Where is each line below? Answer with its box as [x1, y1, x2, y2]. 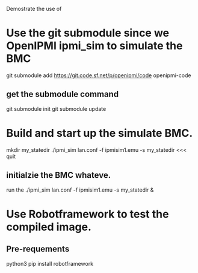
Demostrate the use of [6, 5, 62, 12]
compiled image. [6, 220, 92, 234]
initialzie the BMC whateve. [6, 170, 111, 180]
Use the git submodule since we [6, 27, 170, 40]
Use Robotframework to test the [6, 207, 169, 221]
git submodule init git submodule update [6, 105, 107, 112]
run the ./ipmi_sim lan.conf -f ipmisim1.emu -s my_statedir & [6, 186, 154, 193]
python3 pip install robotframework [6, 260, 94, 267]
